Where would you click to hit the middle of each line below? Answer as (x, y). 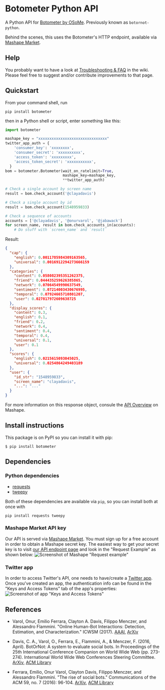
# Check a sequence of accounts (38, 216)
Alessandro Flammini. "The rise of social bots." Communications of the (84, 677)
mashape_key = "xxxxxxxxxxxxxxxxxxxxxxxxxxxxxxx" (57, 139)
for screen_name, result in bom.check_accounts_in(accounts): (70, 225)
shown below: (19, 555)
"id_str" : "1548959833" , (40, 377)
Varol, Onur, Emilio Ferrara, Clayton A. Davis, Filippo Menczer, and (79, 621)
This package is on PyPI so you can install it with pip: (59, 437)
